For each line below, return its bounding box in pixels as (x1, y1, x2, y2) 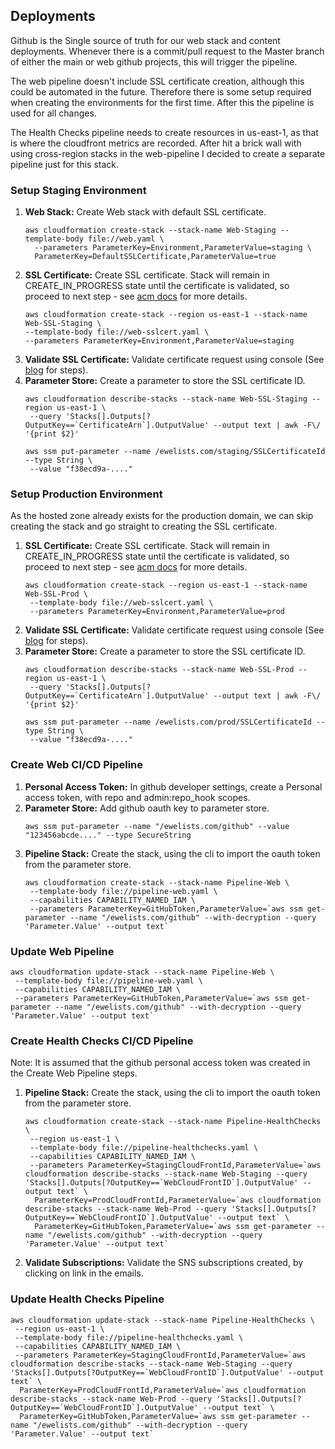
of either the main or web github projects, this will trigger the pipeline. (10, 55, 298, 68)
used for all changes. (10, 107, 97, 119)
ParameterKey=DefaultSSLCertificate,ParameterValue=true (34, 252, 277, 262)
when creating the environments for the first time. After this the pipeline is (10, 96, 315, 108)
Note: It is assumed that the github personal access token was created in (10, 1057, 311, 1069)
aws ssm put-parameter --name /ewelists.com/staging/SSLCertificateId (24, 447, 326, 457)
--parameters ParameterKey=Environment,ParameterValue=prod (29, 607, 286, 617)
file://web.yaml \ (88, 234, 165, 244)
